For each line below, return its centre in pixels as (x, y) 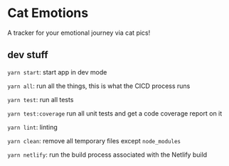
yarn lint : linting (33, 127)
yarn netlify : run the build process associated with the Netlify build (107, 155)
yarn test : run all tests (41, 99)
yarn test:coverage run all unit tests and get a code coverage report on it (115, 113)
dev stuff (28, 55)
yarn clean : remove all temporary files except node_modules (94, 140)
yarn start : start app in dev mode (57, 72)
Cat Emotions (48, 13)
